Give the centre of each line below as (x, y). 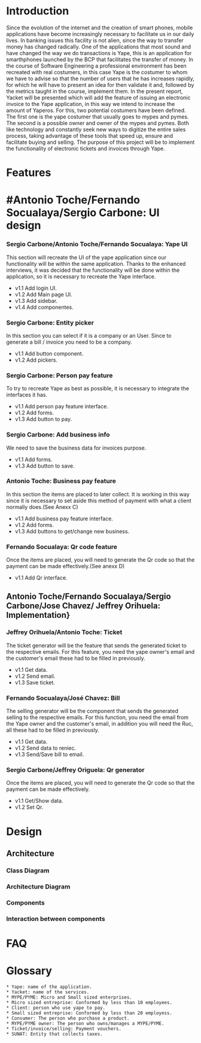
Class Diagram (28, 871)
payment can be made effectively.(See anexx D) (66, 566)
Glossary (29, 971)
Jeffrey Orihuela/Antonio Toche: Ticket (64, 632)
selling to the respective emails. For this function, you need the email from (98, 717)
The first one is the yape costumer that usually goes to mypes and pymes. (98, 116)
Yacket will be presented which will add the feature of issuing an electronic (98, 98)
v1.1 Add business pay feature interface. (64, 519)
